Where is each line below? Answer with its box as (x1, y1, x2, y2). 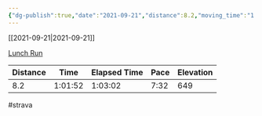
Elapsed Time (91, 67, 144, 78)
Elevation (177, 67, 213, 78)
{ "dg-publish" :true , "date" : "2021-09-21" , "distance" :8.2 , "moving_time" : (8, 11, 247, 20)
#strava (8, 100, 33, 110)
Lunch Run (8, 48, 43, 57)
